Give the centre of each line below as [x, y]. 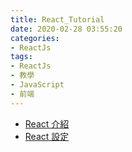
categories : [35, 38]
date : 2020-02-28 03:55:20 [66, 29]
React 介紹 [47, 123]
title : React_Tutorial [57, 19]
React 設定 [47, 136]
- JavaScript [37, 85]
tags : [21, 57]
